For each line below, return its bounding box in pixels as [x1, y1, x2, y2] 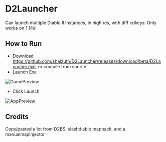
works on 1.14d [5, 25, 36, 31]
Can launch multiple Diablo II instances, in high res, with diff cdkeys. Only [5, 20, 157, 26]
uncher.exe [12, 63, 36, 69]
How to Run [5, 40, 42, 48]
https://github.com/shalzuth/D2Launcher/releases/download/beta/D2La [12, 58, 161, 64]
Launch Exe [12, 69, 37, 75]
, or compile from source [35, 63, 87, 69]
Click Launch [12, 88, 40, 94]
